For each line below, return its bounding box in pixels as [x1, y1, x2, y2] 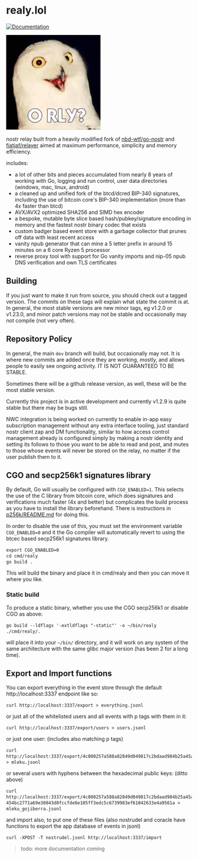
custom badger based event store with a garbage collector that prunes [14, 227, 187, 234]
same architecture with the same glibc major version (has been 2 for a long [6, 645, 189, 652]
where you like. [6, 576, 43, 583]
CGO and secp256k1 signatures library [6, 470, 151, 480]
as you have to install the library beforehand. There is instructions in [6, 505, 171, 512]
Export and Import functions [6, 669, 112, 679]
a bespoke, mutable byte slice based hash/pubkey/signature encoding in [14, 215, 192, 222]
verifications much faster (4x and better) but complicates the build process [6, 498, 189, 506]
